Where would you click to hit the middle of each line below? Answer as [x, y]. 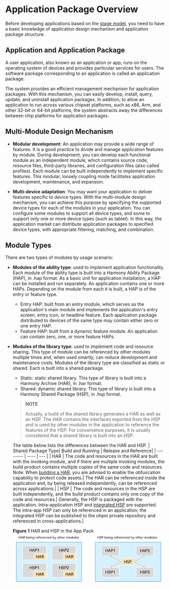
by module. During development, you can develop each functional [81, 155]
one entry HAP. [36, 326]
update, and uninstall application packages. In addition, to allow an [75, 99]
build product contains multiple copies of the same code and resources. [88, 467]
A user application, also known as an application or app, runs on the [76, 63]
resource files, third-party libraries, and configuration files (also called [86, 165]
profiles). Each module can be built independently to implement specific [88, 171]
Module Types [28, 245]
